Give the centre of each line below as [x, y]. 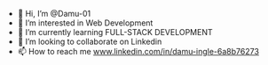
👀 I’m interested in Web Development [85, 23]
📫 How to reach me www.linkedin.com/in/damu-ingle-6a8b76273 [138, 51]
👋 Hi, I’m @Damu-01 [54, 14]
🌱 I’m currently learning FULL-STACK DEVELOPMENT [115, 32]
